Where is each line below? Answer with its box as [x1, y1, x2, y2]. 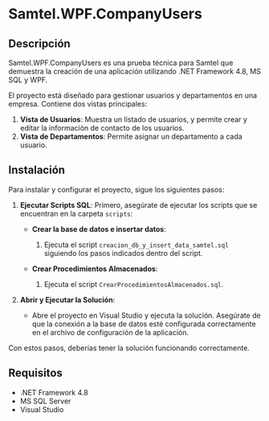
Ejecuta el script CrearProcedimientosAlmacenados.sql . [43, 279, 224, 289]
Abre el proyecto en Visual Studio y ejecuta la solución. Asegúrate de [31, 310, 261, 320]
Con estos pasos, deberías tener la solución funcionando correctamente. [8, 342, 251, 353]
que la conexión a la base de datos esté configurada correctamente [31, 318, 256, 329]
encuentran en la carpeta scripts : [19, 208, 133, 218]
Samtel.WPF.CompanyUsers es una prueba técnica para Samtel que [8, 58, 234, 67]
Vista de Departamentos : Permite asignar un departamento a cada [19, 132, 243, 141]
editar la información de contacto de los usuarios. [19, 123, 185, 132]
